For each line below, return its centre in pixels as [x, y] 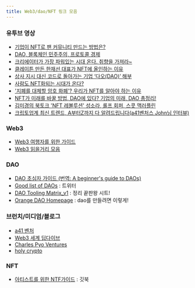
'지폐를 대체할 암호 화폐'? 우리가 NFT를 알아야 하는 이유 [78, 91]
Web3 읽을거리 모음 [37, 149]
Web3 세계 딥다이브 [37, 238]
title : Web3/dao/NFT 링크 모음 [42, 11]
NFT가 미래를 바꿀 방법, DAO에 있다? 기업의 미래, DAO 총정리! [85, 98]
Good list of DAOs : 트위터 [45, 186]
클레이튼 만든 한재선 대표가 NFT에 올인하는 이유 [69, 68]
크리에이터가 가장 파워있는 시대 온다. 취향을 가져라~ [73, 61]
